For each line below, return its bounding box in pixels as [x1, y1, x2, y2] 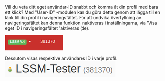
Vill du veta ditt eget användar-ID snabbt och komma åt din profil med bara [5, 4, 158, 10]
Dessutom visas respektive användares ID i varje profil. [5, 55, 118, 61]
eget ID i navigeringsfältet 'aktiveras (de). [5, 25, 90, 31]
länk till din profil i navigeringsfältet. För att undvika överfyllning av [5, 15, 142, 20]
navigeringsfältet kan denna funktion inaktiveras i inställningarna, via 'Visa [5, 20, 157, 26]
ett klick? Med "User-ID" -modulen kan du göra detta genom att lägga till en [5, 9, 160, 15]
